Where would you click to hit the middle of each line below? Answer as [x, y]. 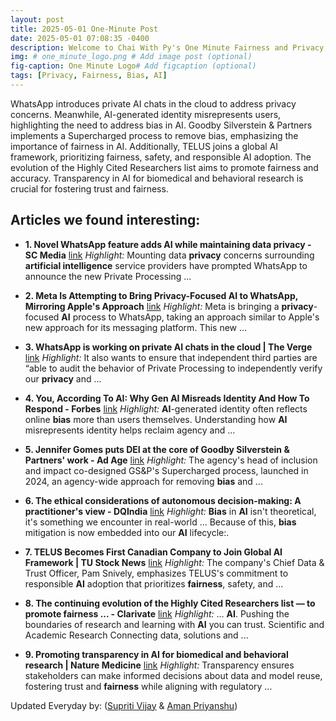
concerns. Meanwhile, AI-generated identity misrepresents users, [146, 114]
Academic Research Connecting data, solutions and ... [136, 635]
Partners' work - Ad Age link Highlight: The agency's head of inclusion [171, 460]
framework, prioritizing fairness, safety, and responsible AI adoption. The [161, 157]
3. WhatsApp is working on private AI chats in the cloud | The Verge [168, 347]
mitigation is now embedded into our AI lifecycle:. [127, 532]
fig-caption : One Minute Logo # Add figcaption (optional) [133, 66]
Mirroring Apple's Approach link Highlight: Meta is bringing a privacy [169, 306]
